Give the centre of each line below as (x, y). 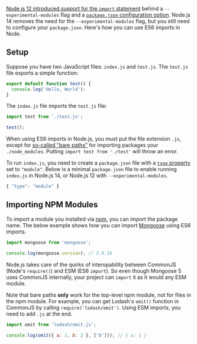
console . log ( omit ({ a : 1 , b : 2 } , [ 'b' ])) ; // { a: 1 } (76, 335)
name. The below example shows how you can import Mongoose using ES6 (98, 225)
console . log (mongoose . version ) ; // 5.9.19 (59, 253)
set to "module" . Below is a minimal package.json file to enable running (92, 169)
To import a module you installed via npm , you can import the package (92, 219)
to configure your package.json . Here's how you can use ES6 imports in (93, 27)
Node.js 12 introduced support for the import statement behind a (85, 9)
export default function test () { (49, 83)
